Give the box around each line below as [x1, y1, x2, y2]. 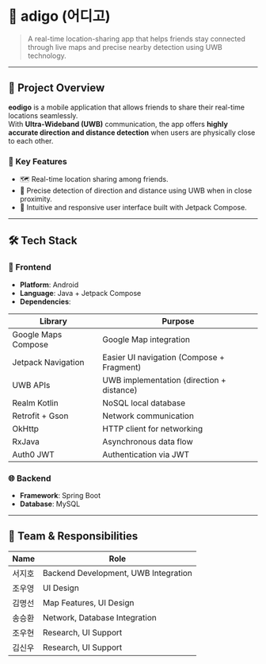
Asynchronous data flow [102, 436, 193, 447]
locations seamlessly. [8, 110, 78, 120]
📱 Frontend [8, 262, 51, 273]
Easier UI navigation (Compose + [102, 351, 226, 363]
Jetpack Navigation [12, 356, 85, 367]
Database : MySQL [19, 499, 81, 509]
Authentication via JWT [102, 449, 190, 460]
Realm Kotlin [12, 397, 59, 409]
